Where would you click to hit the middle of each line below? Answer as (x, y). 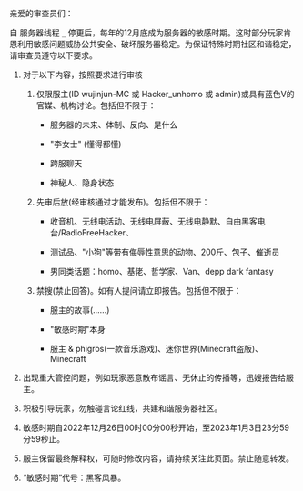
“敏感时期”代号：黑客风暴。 (74, 477)
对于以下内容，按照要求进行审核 (82, 75)
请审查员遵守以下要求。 (53, 55)
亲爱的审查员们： (41, 13)
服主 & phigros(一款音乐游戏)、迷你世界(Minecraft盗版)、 (157, 349)
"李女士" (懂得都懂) (86, 144)
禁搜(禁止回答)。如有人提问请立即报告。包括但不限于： (139, 291)
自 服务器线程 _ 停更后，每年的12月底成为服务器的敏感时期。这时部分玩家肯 (151, 33)
